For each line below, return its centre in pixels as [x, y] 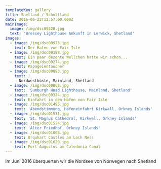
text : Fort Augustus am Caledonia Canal [57, 147]
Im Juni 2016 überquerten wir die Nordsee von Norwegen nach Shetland [81, 161]
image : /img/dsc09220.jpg [37, 29]
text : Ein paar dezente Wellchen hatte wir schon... [71, 57]
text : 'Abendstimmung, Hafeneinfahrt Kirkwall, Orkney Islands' [84, 109]
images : [13, 39]
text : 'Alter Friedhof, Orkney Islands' [57, 128]
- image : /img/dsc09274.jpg [39, 62]
